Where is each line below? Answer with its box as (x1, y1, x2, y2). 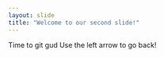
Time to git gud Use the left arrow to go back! (8, 40, 157, 49)
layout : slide (8, 11, 55, 20)
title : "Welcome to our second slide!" (8, 19, 140, 27)
